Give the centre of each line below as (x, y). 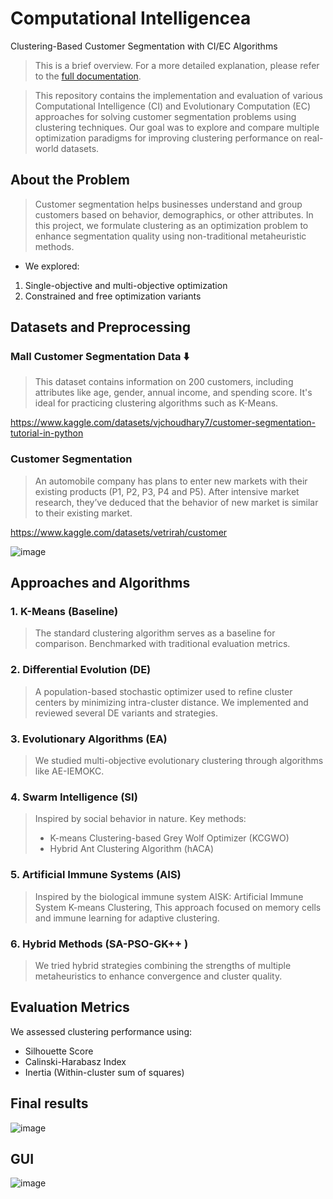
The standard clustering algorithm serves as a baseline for (155, 633)
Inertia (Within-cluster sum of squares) (104, 1072)
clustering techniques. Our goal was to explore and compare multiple (177, 127)
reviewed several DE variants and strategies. (126, 713)
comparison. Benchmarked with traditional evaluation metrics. (162, 644)
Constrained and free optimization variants (113, 296)
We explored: (52, 266)
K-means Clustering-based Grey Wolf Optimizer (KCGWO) (169, 838)
